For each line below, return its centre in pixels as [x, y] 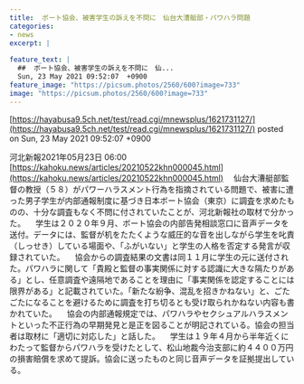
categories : [32, 26]
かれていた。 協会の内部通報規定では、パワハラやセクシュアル [129, 314]
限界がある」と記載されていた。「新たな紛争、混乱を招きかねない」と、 [142, 291]
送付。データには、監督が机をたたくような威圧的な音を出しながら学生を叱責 [152, 234]
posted [271, 128]
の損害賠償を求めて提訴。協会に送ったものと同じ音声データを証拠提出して [148, 359]
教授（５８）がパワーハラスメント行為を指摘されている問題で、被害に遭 [159, 189]
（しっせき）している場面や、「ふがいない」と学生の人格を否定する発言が [146, 246]
